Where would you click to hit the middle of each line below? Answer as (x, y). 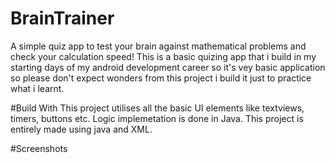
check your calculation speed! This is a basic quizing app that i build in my (163, 56)
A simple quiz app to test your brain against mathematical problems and (158, 46)
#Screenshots (39, 148)
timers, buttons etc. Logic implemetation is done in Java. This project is (157, 118)
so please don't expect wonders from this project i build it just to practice (161, 78)
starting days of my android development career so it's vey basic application (168, 67)
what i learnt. (37, 88)
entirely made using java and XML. (81, 129)
